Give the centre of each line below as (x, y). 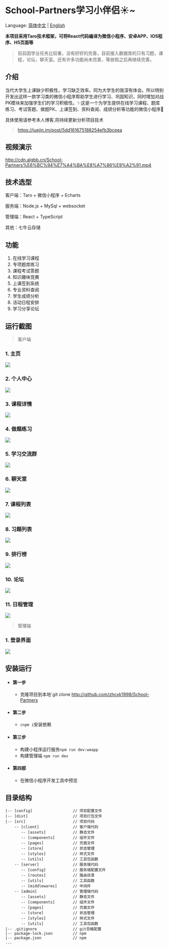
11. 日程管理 (19, 604)
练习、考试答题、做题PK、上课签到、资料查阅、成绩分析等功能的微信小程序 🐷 (84, 109)
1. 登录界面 (18, 640)
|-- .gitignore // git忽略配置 (53, 929)
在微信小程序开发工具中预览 (49, 780)
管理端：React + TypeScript (34, 217)
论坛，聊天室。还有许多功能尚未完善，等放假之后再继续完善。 (90, 59)
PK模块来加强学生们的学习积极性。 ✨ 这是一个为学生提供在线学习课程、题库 (82, 103)
